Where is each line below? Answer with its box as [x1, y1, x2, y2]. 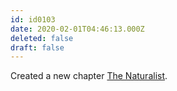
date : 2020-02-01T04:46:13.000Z [10, 24, 145, 34]
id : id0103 [10, 14, 56, 25]
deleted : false [10, 33, 74, 43]
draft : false [10, 42, 65, 53]
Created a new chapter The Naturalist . [10, 70, 168, 82]
